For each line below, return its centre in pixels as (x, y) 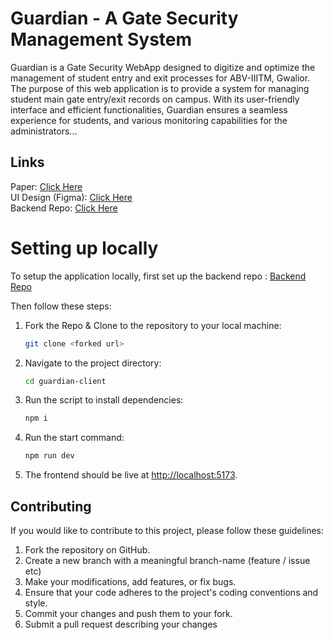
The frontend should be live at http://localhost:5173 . (131, 475)
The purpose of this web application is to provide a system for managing (160, 88)
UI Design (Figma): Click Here (71, 197)
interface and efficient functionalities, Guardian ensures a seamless (149, 109)
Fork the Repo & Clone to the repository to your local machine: (153, 325)
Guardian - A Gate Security (124, 18)
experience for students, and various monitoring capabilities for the (149, 120)
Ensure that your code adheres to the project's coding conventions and (171, 592)
